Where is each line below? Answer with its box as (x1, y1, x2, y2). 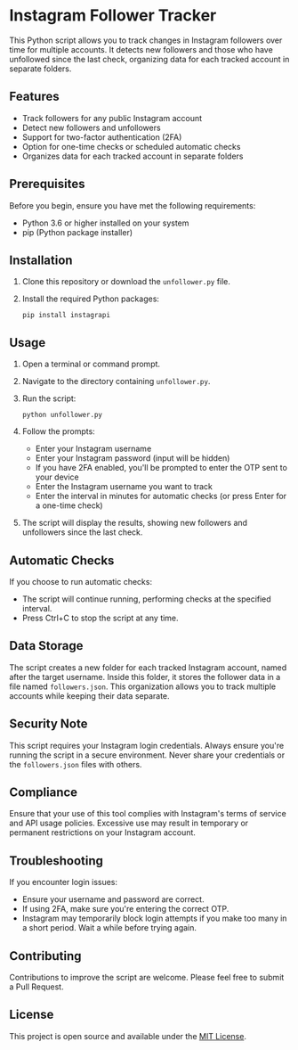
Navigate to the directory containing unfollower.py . (21, 376, 211, 387)
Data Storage (9, 638, 84, 653)
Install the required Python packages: (21, 293, 160, 304)
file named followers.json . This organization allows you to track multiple (9, 681, 277, 692)
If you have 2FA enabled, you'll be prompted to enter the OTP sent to (35, 463, 287, 473)
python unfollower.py (21, 411, 102, 420)
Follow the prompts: (21, 426, 95, 437)
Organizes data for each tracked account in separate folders (21, 151, 244, 161)
